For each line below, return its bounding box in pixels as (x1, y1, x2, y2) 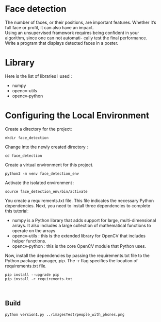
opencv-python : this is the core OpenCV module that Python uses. (12, 243, 146, 249)
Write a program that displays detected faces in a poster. (5, 40, 119, 46)
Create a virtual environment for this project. (5, 162, 94, 168)
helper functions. (12, 238, 47, 244)
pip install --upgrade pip (5, 272, 60, 277)
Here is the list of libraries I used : (5, 73, 72, 79)
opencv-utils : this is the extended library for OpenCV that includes (12, 233, 146, 238)
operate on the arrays (12, 227, 56, 234)
